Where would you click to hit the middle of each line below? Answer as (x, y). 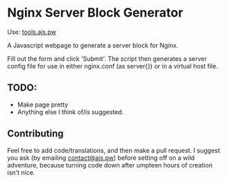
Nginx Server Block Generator (95, 13)
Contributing (35, 134)
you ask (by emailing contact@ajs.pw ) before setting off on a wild (101, 158)
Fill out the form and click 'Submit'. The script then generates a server (107, 58)
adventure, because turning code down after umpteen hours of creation (110, 165)
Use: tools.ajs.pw (32, 32)
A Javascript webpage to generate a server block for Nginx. (93, 45)
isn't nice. (21, 172)
